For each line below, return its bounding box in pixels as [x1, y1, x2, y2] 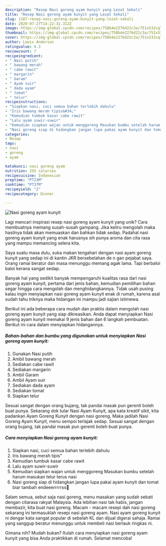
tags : [5, 141, 16, 146]
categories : [5, 132, 30, 137]
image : [5, 26, 19, 31]
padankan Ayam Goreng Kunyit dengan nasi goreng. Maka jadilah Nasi [5, 413, 148, 419]
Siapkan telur [12, 393, 40, 399]
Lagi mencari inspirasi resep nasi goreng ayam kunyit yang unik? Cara [5, 219, 148, 225]
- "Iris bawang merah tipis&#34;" [5, 109, 77, 114]
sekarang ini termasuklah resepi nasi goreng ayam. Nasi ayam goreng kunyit [5, 509, 161, 516]
